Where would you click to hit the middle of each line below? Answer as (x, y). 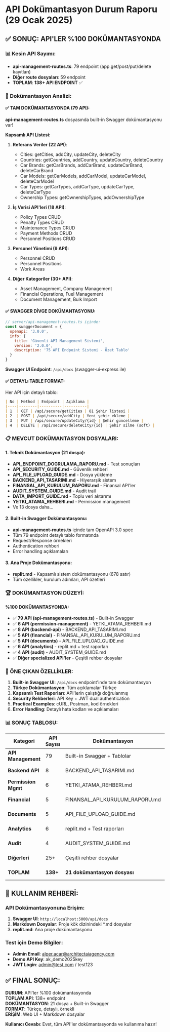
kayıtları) (22, 71)
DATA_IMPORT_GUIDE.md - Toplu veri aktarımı (62, 496)
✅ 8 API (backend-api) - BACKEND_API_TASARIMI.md (69, 629)
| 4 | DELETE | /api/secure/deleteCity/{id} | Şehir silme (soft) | (80, 425)
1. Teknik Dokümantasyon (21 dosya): (45, 453)
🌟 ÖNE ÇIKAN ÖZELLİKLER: (39, 671)
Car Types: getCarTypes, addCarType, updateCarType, (77, 187)
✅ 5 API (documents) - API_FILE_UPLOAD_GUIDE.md (68, 641)
